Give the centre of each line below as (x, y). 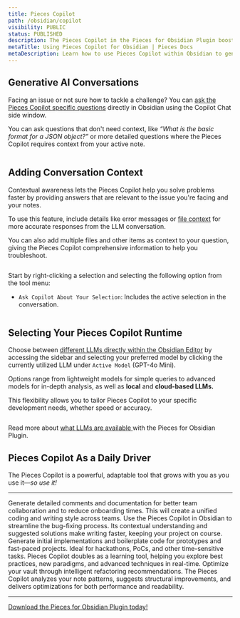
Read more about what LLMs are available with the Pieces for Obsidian (112, 428)
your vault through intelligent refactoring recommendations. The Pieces (113, 572)
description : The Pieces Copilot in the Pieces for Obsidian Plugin (112, 41)
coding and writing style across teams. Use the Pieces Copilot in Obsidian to (120, 518)
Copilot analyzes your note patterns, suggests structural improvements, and (120, 579)
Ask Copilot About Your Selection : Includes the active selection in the (122, 297)
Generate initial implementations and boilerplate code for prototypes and (115, 541)
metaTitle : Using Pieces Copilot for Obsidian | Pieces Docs (101, 47)
